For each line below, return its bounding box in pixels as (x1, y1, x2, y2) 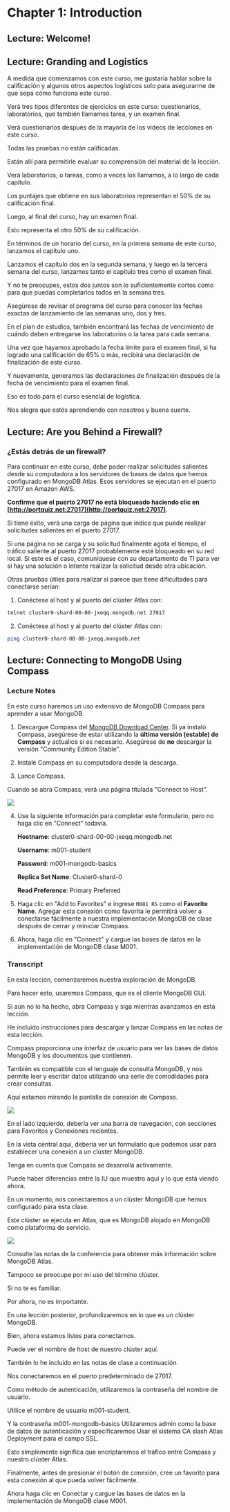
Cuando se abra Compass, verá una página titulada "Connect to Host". (7, 785, 209, 793)
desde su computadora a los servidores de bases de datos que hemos (7, 470, 208, 478)
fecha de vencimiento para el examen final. (7, 379, 130, 388)
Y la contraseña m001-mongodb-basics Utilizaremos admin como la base (7, 1419, 216, 1427)
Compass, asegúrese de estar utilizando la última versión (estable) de (17, 730, 219, 738)
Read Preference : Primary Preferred (17, 886, 121, 894)
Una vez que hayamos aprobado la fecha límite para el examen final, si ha (7, 343, 217, 351)
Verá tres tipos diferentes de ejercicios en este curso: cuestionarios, (7, 103, 202, 111)
